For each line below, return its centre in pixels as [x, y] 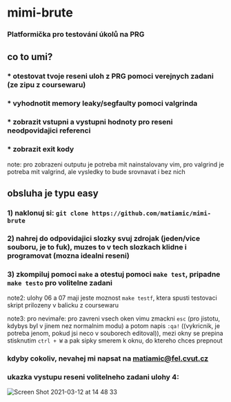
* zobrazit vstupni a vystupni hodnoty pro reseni [90, 122]
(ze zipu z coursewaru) [47, 85]
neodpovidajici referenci [49, 131]
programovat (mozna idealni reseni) [68, 256]
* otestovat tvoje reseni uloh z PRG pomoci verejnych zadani [110, 76]
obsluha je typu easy [53, 193]
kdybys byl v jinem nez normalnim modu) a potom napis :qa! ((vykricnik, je [114, 326]
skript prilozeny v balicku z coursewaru [63, 305]
